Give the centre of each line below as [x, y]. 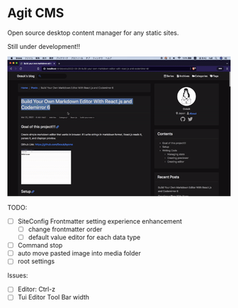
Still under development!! [44, 46]
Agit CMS [36, 13]
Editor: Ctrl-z [36, 290]
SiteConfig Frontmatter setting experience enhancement [100, 221]
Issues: [18, 275]
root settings [36, 261]
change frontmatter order [65, 229]
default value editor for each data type [84, 237]
